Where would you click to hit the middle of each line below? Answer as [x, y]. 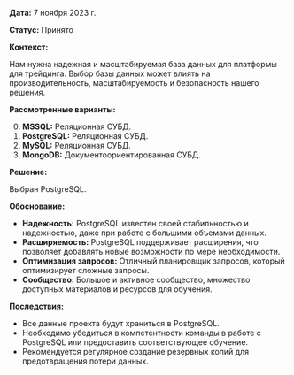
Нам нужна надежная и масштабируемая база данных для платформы [143, 64]
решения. [27, 92]
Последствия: [37, 306]
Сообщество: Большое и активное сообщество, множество [136, 279]
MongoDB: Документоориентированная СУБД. [111, 155]
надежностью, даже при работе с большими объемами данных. [144, 233]
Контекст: [29, 47]
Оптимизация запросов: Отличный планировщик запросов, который [153, 261]
